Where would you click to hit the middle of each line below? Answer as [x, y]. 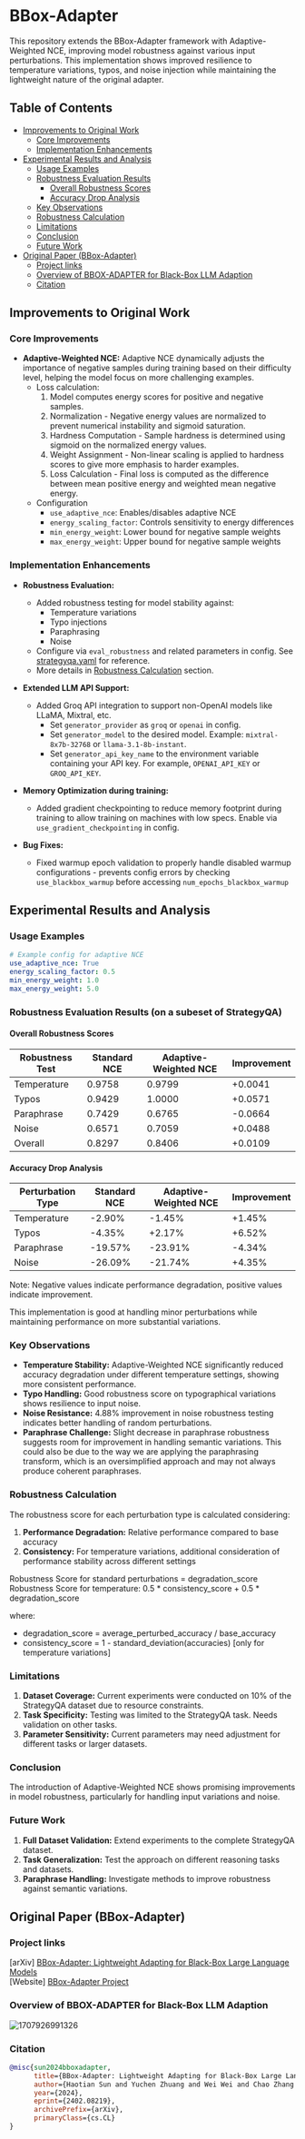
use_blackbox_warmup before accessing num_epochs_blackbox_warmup [162, 882]
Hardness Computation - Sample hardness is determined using [167, 436]
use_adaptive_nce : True [54, 963]
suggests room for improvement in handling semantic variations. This [152, 1442]
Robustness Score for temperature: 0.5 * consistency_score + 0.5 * [135, 1588]
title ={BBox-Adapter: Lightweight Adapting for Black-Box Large [157, 2075]
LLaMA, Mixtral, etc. [74, 715]
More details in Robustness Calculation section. [125, 670]
